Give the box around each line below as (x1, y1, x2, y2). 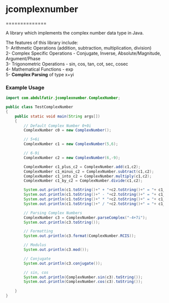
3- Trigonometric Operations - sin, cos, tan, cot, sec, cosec (6, 61, 128, 67)
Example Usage (6, 84, 45, 91)
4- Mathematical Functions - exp (6, 66, 74, 72)
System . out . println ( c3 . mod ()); (24, 247, 89, 252)
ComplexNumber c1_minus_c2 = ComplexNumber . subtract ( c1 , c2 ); (24, 169, 154, 174)
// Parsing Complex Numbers (24, 210, 82, 215)
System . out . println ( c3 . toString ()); (24, 220, 100, 225)
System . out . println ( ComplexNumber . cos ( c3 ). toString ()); (24, 279, 143, 284)
